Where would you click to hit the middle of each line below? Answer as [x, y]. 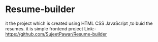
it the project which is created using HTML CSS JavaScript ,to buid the [79, 23]
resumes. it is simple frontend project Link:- [51, 28]
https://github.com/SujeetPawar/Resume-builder [56, 34]
